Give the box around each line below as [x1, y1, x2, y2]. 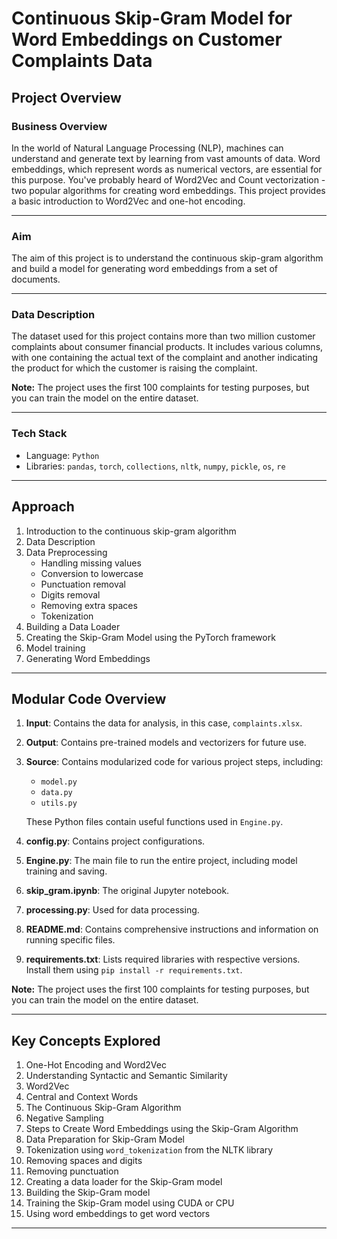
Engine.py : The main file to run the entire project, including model [25, 855, 298, 867]
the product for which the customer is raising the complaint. [11, 362, 258, 374]
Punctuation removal [40, 578, 127, 590]
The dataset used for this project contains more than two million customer [11, 330, 316, 342]
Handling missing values [40, 557, 142, 569]
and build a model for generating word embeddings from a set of [11, 263, 279, 275]
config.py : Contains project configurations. [25, 835, 206, 847]
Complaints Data [11, 50, 153, 72]
